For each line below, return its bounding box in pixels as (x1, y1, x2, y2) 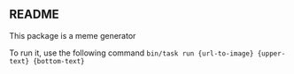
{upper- (257, 48, 286, 58)
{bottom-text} (32, 56, 86, 65)
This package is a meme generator (9, 30, 136, 41)
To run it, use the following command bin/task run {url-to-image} (9, 48, 254, 58)
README (9, 7, 59, 22)
